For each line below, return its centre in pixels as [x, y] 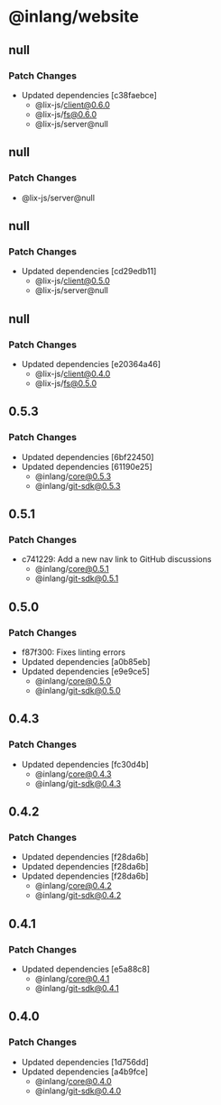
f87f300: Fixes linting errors [74, 652]
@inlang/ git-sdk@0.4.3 [78, 783]
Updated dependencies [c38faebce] [89, 95]
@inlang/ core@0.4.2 [73, 886]
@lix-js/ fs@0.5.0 [66, 383]
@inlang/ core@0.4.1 [72, 979]
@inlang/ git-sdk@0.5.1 [77, 578]
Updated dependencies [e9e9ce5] [86, 671]
